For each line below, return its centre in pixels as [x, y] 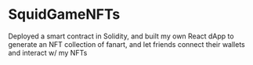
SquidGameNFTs [64, 14]
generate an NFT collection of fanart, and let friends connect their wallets [127, 44]
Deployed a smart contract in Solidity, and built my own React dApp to [121, 36]
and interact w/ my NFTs [48, 52]
